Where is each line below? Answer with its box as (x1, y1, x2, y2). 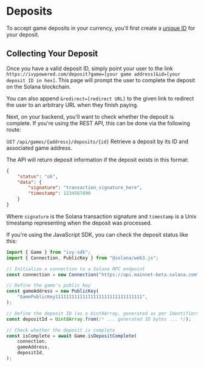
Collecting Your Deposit (6, 49, 98, 59)
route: (6, 126, 21, 133)
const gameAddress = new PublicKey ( (6, 288, 99, 295)
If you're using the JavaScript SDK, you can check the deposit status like (6, 231, 188, 238)
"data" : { (17, 179, 42, 185)
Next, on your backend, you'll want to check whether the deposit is (6, 113, 174, 120)
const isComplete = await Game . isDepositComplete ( (6, 333, 137, 339)
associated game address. (6, 144, 73, 152)
